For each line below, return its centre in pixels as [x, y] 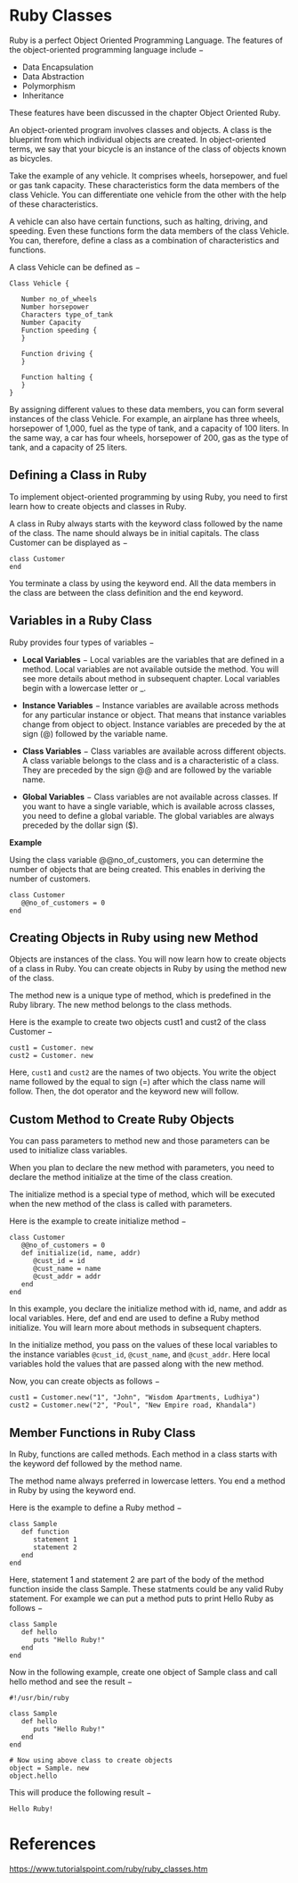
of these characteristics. [54, 204]
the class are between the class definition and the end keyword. [126, 592]
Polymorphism [48, 86]
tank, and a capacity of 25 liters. [68, 447]
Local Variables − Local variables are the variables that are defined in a [153, 659]
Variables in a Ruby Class [81, 621]
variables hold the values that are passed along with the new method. [137, 1364]
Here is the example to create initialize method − [98, 1221]
